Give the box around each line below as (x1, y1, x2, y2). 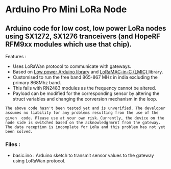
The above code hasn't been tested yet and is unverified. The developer (5, 106, 166, 111)
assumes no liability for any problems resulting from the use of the (5, 110, 159, 115)
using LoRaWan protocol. (12, 158, 65, 164)
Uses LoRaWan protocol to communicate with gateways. (12, 63, 132, 69)
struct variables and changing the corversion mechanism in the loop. (12, 96, 157, 102)
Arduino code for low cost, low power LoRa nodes (5, 24, 166, 33)
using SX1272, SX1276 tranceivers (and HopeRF (5, 32, 161, 40)
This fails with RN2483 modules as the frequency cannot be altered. (12, 85, 157, 91)
